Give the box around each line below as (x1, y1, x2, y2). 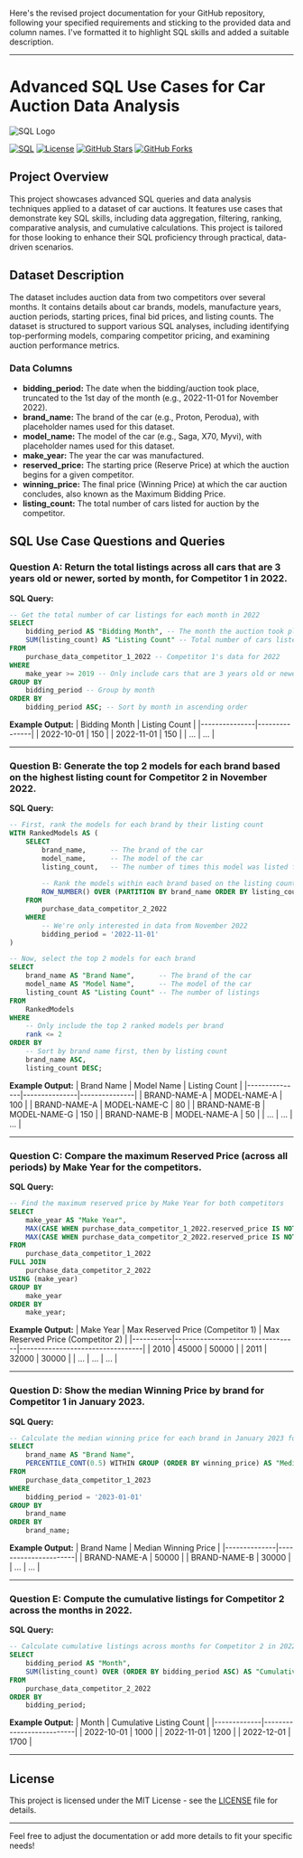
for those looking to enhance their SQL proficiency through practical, (9, 231, 265, 242)
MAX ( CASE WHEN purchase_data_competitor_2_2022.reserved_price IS (25, 1232, 280, 1241)
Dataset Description (9, 268, 124, 283)
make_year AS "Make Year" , (25, 1215, 127, 1224)
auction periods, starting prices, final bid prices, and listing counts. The (9, 311, 274, 322)
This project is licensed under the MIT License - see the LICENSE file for (9, 1795, 278, 1806)
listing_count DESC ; (25, 1063, 103, 1072)
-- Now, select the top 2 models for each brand (9, 954, 196, 964)
